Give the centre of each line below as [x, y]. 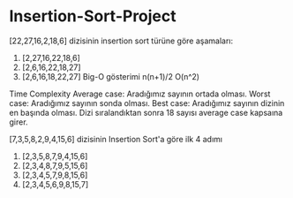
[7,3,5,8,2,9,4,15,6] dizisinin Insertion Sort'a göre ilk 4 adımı [116, 139]
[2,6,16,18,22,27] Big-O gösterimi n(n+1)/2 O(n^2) [111, 76]
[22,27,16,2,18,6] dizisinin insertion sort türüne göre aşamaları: [121, 41]
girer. [19, 122]
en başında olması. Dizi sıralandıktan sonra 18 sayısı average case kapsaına [146, 112]
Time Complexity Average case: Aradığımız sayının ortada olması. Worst [140, 94]
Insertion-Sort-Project [93, 16]
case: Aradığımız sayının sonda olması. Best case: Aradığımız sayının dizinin [147, 103]
